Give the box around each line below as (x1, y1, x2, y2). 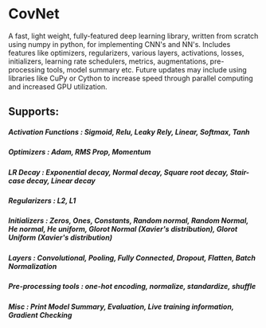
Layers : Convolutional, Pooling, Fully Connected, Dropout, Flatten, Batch (8, 252, 256, 263)
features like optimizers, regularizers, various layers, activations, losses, (8, 48, 244, 57)
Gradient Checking (8, 310, 72, 319)
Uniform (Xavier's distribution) (8, 232, 113, 243)
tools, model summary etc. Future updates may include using (46, 64, 247, 74)
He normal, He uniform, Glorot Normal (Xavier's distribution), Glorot (8, 225, 238, 234)
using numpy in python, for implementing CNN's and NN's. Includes (8, 39, 231, 49)
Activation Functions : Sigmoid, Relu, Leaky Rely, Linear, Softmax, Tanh (8, 127, 250, 136)
